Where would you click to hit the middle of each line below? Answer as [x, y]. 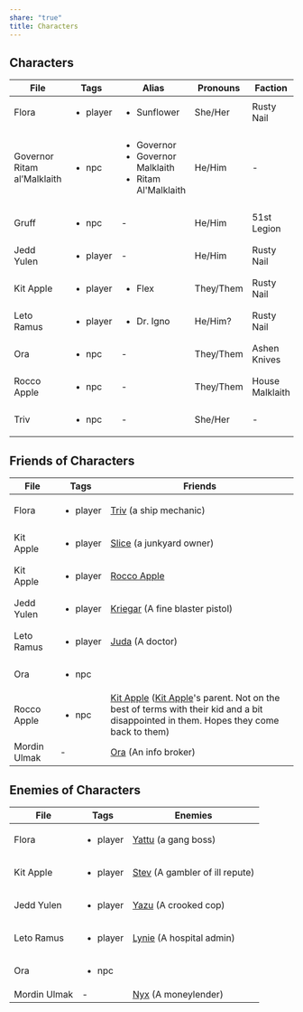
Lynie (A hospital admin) [184, 938]
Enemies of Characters [75, 790]
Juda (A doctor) [144, 642]
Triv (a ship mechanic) [158, 511]
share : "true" [36, 18]
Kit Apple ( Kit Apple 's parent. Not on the [195, 698]
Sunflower [158, 112]
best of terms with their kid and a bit [187, 709]
